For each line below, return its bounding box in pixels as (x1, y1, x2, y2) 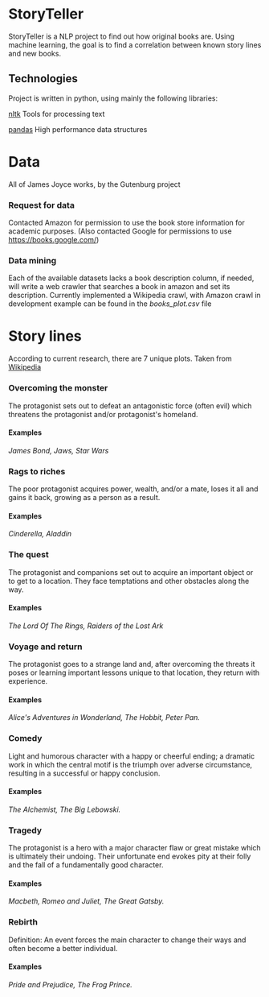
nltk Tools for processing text (8, 109, 105, 118)
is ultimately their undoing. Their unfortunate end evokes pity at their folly (8, 851, 251, 862)
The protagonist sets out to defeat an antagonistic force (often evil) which (8, 400, 252, 411)
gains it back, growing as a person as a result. (8, 493, 161, 503)
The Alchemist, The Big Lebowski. (8, 805, 121, 814)
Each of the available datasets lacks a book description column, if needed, (8, 273, 255, 283)
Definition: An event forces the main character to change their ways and (8, 935, 247, 945)
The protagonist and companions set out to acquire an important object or (8, 567, 254, 577)
